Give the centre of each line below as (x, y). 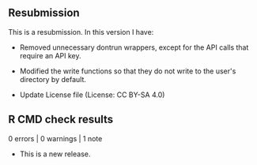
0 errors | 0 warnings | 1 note (55, 138)
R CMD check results (61, 120)
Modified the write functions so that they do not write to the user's (128, 71)
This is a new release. (55, 154)
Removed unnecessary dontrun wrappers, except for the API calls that (134, 47)
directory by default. (53, 79)
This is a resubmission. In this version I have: (81, 32)
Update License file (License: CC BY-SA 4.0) (92, 95)
